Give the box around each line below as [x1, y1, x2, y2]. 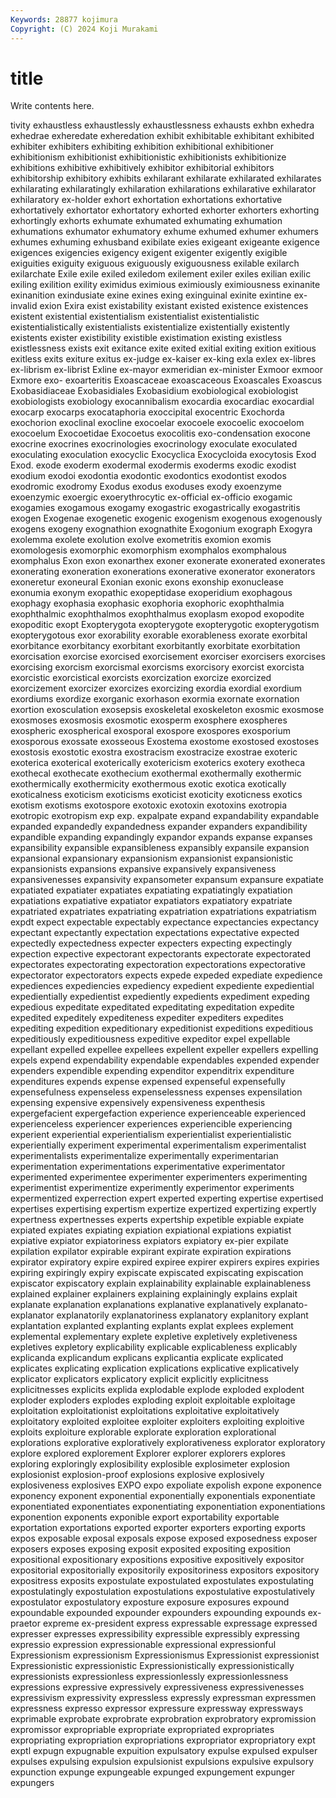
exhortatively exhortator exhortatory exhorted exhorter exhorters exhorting [10, 204, 320, 216]
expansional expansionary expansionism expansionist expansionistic [10, 852, 294, 865]
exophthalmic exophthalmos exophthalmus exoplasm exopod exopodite [10, 608, 305, 620]
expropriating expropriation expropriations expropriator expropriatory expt [10, 1734, 316, 1746]
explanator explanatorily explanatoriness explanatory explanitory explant [10, 1309, 309, 1321]
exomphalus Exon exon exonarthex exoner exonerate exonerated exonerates [10, 555, 326, 567]
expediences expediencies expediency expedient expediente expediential [10, 980, 315, 992]
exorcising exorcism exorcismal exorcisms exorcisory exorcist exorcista [10, 661, 305, 673]
